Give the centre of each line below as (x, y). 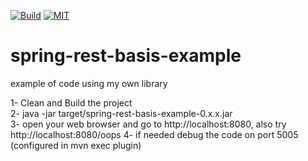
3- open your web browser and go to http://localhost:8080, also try (148, 124)
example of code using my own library (89, 83)
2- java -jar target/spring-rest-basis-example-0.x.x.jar (121, 113)
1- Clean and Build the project (71, 102)
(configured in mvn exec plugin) (76, 145)
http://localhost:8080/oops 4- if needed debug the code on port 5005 (154, 134)
